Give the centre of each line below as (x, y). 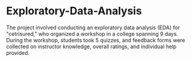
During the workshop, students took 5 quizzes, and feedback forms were (96, 40)
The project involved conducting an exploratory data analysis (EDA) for (93, 27)
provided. (18, 52)
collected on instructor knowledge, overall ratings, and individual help (91, 46)
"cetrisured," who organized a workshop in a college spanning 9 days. (92, 33)
